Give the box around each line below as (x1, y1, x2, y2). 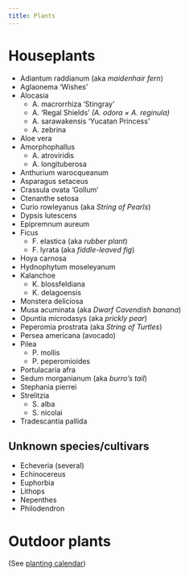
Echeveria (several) (19, 461, 84, 470)
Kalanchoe (19, 270, 56, 280)
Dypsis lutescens (19, 211, 77, 220)
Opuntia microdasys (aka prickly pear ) (19, 313, 147, 323)
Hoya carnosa (19, 253, 67, 263)
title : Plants (8, 11, 56, 20)
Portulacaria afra (19, 365, 76, 374)
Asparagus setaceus (19, 176, 88, 186)
